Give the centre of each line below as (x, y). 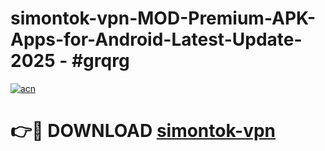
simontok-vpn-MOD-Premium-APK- (163, 18)
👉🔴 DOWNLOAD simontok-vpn (143, 131)
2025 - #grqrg (70, 61)
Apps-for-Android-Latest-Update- (156, 39)
